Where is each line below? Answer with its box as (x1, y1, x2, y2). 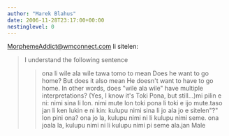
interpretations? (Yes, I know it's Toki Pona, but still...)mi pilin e (41, 91, 222, 100)
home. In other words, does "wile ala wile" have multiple (41, 84, 204, 93)
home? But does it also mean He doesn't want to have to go (41, 77, 214, 85)
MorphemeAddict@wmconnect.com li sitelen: (7, 43, 138, 51)
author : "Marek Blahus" (7, 10, 77, 17)
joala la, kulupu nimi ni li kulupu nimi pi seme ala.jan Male (41, 121, 206, 130)
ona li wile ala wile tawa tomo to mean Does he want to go (41, 69, 209, 77)
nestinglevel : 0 (7, 23, 54, 30)
